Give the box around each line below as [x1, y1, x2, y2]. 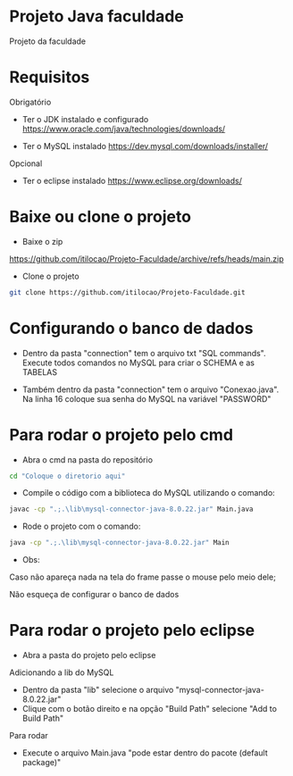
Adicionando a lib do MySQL [9, 667, 114, 678]
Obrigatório [9, 96, 52, 107]
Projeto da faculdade [9, 36, 87, 46]
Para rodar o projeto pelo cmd [9, 424, 234, 445]
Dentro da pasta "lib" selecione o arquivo [21, 685, 174, 696]
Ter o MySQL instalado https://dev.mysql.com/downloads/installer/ [21, 140, 269, 151]
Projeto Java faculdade [9, 6, 185, 27]
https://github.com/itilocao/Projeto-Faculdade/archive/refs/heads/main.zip [9, 253, 284, 264]
